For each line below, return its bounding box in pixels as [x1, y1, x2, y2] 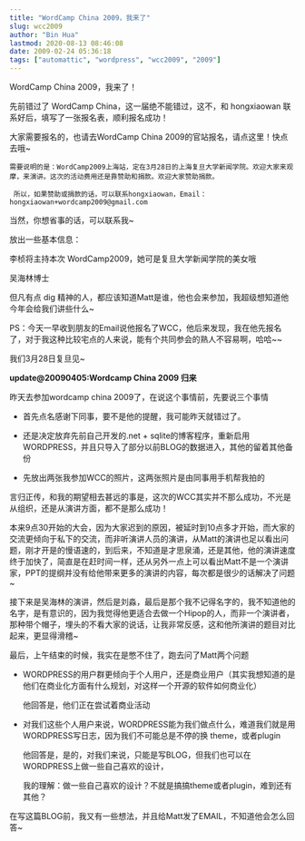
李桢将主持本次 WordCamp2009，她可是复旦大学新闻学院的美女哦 [9, 253, 257, 264]
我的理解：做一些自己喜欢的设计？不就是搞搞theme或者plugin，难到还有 [22, 780, 292, 790]
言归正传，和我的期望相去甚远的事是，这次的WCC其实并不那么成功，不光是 [9, 492, 292, 502]
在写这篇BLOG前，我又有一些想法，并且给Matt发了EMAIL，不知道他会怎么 [9, 811, 287, 821]
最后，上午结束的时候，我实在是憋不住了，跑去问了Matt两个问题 [9, 650, 250, 660]
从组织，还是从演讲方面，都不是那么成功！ [9, 503, 169, 513]
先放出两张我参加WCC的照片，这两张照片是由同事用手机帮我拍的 [22, 473, 266, 483]
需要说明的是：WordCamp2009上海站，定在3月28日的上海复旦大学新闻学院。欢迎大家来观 [9, 162, 293, 171]
